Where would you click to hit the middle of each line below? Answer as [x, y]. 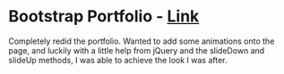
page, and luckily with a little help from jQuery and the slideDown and [137, 50]
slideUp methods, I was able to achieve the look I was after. [118, 60]
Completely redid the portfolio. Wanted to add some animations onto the [142, 41]
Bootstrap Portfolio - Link [104, 16]
